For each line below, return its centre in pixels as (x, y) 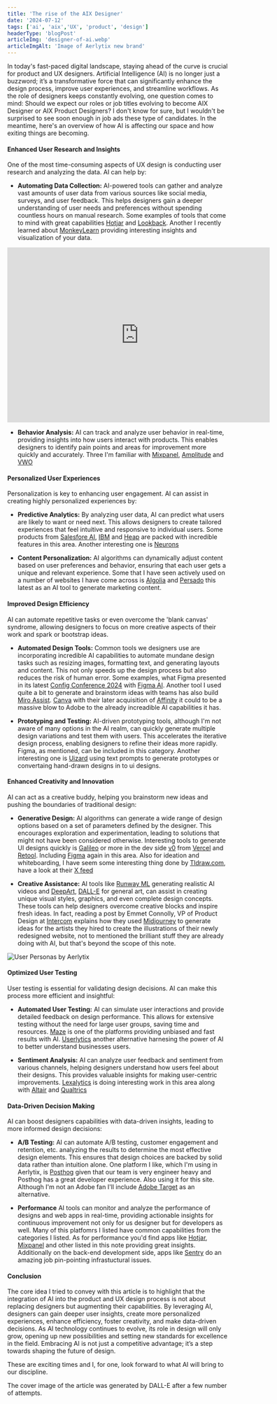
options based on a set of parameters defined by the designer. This (114, 825)
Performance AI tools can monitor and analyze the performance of (114, 1208)
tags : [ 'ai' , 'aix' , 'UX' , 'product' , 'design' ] (78, 27)
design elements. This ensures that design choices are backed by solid (120, 1157)
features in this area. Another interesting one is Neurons (98, 545)
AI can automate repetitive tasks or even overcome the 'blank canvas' (108, 619)
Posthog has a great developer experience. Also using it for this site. (116, 1179)
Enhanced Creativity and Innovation (61, 782)
